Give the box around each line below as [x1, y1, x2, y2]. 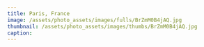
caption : [7, 29, 33, 37]
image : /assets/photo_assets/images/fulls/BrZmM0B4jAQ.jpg [7, 17, 182, 23]
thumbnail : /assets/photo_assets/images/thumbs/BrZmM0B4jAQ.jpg [7, 23, 198, 30]
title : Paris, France [7, 10, 70, 17]
